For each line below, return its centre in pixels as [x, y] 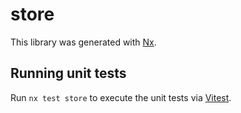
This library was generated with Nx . [83, 42]
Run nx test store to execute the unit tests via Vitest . [121, 97]
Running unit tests [68, 73]
